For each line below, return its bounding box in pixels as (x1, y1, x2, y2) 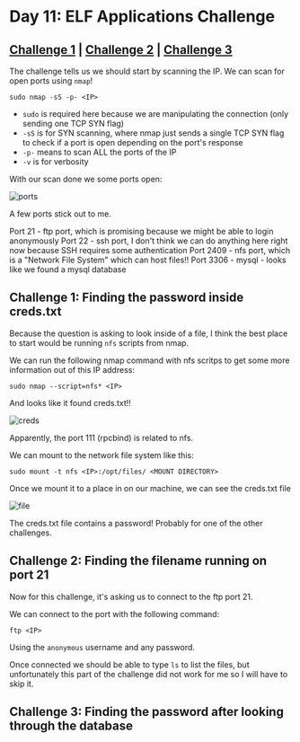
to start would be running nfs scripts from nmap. (9, 337, 190, 348)
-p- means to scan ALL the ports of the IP (22, 146, 177, 157)
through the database (9, 719, 133, 734)
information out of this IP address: (9, 364, 135, 375)
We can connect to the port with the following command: (9, 608, 220, 619)
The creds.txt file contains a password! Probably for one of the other (9, 517, 263, 528)
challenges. (9, 527, 52, 538)
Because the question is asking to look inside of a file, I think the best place (9, 328, 288, 339)
